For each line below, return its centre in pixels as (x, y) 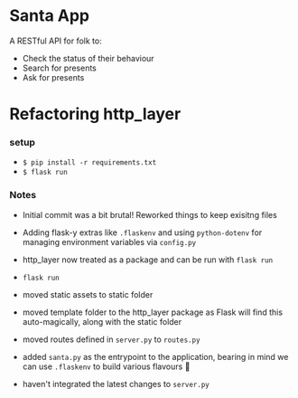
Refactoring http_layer (95, 114)
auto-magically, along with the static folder (102, 321)
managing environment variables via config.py (109, 242)
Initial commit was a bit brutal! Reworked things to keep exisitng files (149, 214)
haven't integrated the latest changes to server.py (116, 384)
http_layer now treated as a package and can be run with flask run (148, 260)
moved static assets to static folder (88, 294)
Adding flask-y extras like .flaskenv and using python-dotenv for (142, 232)
